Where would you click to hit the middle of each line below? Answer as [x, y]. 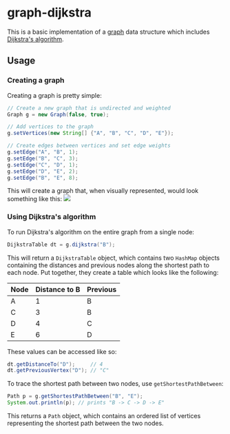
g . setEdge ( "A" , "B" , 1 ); [43, 152]
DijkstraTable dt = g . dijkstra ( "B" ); [61, 245]
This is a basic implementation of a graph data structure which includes [108, 32]
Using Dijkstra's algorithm [52, 217]
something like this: [35, 199]
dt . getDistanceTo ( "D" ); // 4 [55, 364]
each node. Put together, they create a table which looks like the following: [113, 272]
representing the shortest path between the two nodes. [85, 423]
